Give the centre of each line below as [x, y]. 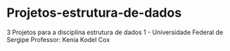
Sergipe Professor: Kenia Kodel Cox [58, 39]
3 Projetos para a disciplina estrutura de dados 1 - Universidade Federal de [115, 32]
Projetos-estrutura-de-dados [94, 13]
